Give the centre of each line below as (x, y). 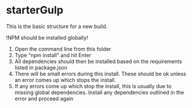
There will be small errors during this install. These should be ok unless (100, 74)
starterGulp (35, 10)
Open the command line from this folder (63, 49)
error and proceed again (44, 98)
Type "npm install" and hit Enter (53, 55)
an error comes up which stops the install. (65, 80)
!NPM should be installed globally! (47, 37)
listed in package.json (41, 67)
